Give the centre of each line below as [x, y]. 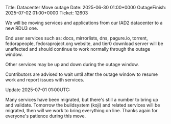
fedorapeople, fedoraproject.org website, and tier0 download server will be [84, 44]
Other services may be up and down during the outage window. [72, 64]
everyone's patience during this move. [46, 116]
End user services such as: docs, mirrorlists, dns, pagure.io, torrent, [77, 38]
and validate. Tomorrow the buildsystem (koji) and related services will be [83, 105]
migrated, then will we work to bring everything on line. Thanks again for [82, 110]
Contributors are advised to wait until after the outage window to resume [82, 74]
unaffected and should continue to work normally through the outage [78, 49]
